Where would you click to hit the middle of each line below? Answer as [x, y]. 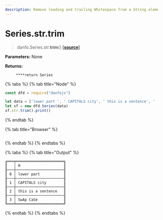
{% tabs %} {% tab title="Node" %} [41, 84]
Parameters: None [24, 56]
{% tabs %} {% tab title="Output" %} [42, 153]
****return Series [34, 75]
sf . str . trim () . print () [28, 111]
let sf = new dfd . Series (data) [37, 106]
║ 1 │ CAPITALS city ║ [36, 183]
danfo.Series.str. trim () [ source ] [48, 47]
